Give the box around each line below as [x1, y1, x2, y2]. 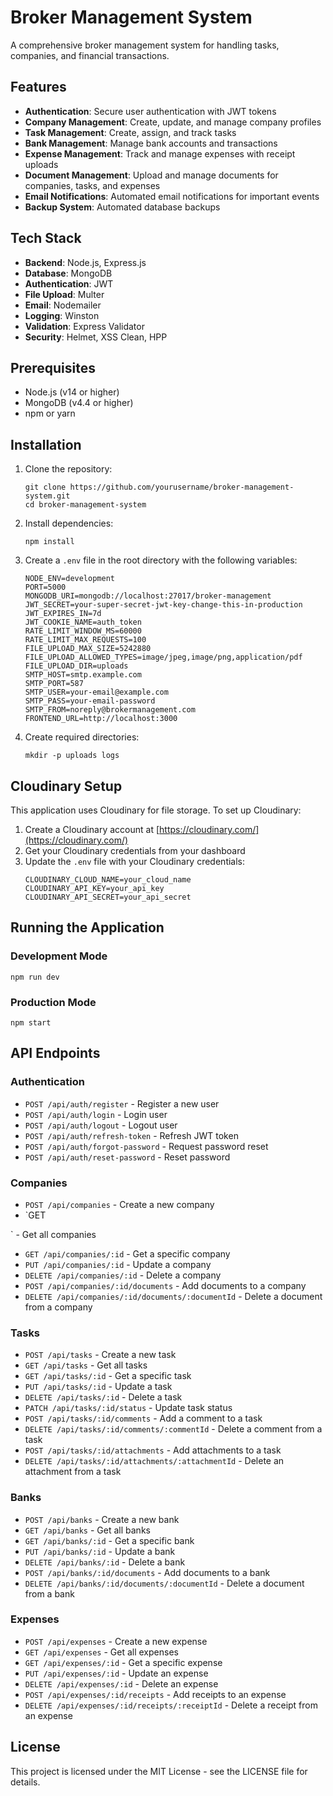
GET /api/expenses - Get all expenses [24, 1646, 179, 1658]
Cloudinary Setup [10, 777, 123, 795]
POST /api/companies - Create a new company [24, 1198, 215, 1210]
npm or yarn [24, 407, 76, 420]
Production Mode [10, 995, 97, 1009]
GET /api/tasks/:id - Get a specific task [24, 1370, 192, 1382]
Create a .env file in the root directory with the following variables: [24, 554, 298, 566]
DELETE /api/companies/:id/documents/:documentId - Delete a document [24, 1290, 323, 1302]
